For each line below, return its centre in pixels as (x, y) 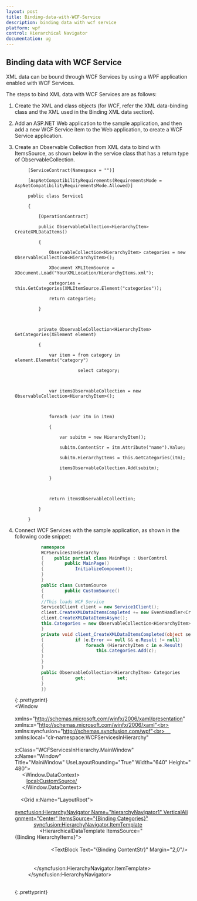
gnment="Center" (36, 818)
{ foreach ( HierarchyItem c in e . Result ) (112, 645)
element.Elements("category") (52, 360)
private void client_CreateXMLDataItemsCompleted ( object (112, 634)
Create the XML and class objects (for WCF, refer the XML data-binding (101, 106)
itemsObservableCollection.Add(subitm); (109, 468)
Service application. (39, 136)
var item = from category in (84, 355)
